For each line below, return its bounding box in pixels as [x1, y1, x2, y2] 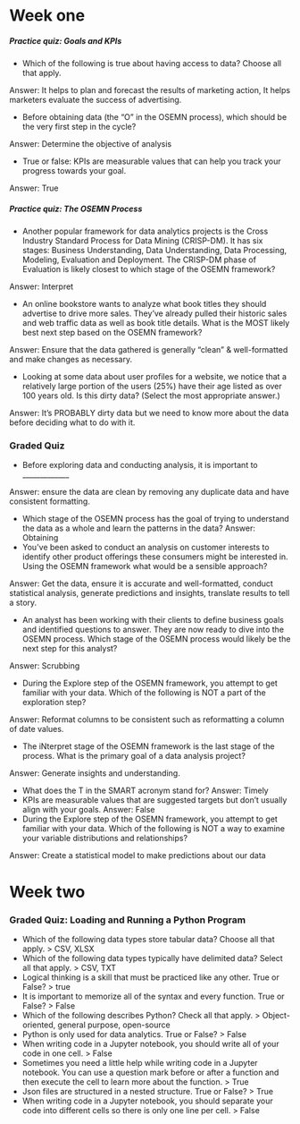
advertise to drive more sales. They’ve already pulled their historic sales [21, 308, 287, 319]
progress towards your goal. [21, 166, 127, 176]
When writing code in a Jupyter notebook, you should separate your [21, 1095, 274, 1106]
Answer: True [9, 183, 59, 193]
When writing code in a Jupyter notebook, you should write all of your [21, 1038, 279, 1049]
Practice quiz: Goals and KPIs [9, 35, 122, 46]
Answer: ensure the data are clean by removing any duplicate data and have [9, 487, 290, 498]
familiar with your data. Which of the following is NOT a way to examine [21, 823, 286, 834]
